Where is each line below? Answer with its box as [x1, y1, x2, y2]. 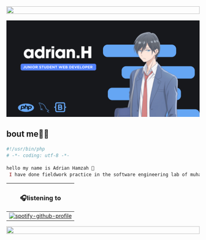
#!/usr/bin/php [6, 146, 45, 152]
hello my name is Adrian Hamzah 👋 [6, 165, 95, 171]
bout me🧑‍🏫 [6, 129, 50, 140]
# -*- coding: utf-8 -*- [6, 152, 70, 159]
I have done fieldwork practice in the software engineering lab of [9, 171, 188, 178]
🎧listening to [20, 193, 61, 202]
